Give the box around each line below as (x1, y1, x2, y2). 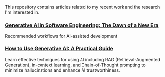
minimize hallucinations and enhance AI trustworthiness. (5, 67, 120, 73)
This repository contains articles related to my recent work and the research (5, 4, 160, 10)
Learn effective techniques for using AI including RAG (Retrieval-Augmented (5, 56, 161, 62)
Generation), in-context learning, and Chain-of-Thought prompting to (5, 62, 146, 68)
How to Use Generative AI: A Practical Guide (5, 45, 114, 52)
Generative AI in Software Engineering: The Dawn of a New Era (5, 22, 159, 29)
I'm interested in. (5, 9, 40, 15)
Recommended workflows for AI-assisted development (5, 33, 118, 39)
